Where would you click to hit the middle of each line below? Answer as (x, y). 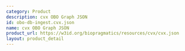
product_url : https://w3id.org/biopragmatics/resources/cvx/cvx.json (93, 33)
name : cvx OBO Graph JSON (37, 28)
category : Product (28, 11)
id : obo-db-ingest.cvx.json (40, 22)
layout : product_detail (35, 39)
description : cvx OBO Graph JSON (47, 17)
